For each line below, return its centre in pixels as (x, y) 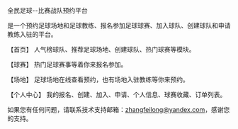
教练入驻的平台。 (32, 34)
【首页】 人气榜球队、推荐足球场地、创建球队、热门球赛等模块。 (101, 49)
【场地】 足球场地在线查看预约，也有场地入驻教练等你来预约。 (98, 79)
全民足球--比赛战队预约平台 (47, 10)
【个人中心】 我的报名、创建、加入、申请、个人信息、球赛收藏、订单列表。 (117, 95)
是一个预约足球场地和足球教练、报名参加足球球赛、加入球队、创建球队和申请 (119, 26)
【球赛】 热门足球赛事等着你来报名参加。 (67, 64)
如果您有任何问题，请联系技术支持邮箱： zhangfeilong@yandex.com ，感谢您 (119, 110)
